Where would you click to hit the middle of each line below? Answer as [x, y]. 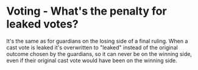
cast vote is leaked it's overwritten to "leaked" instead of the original [92, 47]
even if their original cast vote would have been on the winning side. [92, 60]
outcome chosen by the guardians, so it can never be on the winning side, [99, 54]
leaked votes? [42, 24]
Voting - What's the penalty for [87, 11]
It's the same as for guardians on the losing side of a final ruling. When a [97, 41]
